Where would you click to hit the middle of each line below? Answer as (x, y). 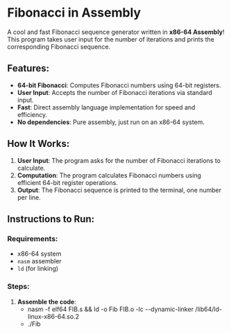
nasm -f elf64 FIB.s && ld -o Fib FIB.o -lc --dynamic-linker (111, 309)
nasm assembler (39, 261)
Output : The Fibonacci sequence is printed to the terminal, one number (119, 190)
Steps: (18, 287)
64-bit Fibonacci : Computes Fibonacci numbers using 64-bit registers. (119, 85)
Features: (28, 68)
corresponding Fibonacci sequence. (59, 46)
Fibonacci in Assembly (74, 13)
